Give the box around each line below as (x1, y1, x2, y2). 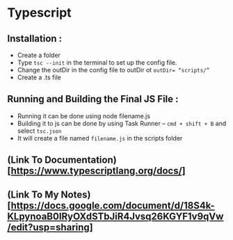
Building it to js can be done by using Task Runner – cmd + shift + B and (17, 119, 227, 127)
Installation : (7, 33, 63, 45)
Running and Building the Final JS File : (7, 93, 179, 105)
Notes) (61, 189, 91, 200)
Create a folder (17, 51, 61, 59)
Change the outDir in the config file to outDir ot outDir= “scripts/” (17, 66, 210, 74)
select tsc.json (17, 127, 62, 135)
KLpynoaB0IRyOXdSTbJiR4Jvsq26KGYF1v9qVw (7, 210, 224, 222)
